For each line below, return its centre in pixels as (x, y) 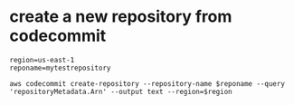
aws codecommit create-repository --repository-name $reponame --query (147, 83)
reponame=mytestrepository (60, 68)
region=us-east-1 (42, 60)
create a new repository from (121, 17)
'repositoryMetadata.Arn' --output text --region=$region (121, 91)
